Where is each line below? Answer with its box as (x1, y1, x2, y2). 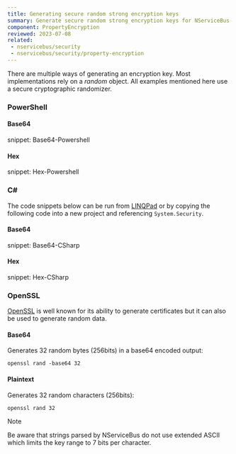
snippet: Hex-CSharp (7, 272, 69, 281)
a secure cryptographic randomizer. (7, 84, 112, 93)
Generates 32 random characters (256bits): (7, 391, 135, 399)
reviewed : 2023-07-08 (7, 30, 72, 38)
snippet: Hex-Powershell (7, 167, 79, 176)
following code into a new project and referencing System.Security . (7, 209, 204, 217)
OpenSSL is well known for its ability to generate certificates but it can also (7, 306, 227, 316)
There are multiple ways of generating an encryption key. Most (7, 69, 191, 78)
